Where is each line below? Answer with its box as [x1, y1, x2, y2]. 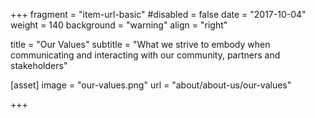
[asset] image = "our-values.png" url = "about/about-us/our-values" [10, 79, 292, 91]
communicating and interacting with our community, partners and [10, 49, 281, 61]
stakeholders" [10, 60, 68, 71]
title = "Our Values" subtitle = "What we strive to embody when [10, 39, 271, 50]
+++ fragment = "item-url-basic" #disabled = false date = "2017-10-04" [10, 9, 307, 20]
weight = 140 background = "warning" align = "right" [10, 19, 228, 31]
